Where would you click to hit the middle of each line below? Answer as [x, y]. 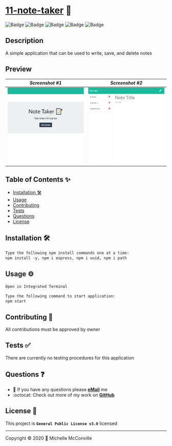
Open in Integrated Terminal [36, 287]
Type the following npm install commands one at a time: [67, 253]
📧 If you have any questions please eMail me [60, 389]
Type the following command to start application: [60, 296]
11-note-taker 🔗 [38, 10]
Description [24, 41]
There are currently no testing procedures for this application [70, 357]
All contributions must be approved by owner [53, 329]
